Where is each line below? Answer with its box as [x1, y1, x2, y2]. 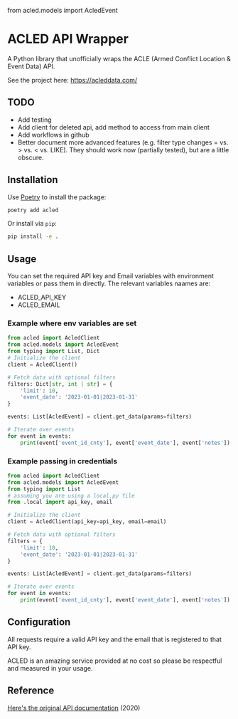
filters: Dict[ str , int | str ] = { [7, 380, 113, 387]
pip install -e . [7, 233, 59, 241]
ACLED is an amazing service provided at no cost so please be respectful [7, 656, 222, 665]
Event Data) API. [7, 62, 55, 70]
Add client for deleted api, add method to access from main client [17, 122, 210, 131]
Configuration [7, 616, 71, 629]
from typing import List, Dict [7, 348, 100, 355]
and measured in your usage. [7, 663, 93, 672]
